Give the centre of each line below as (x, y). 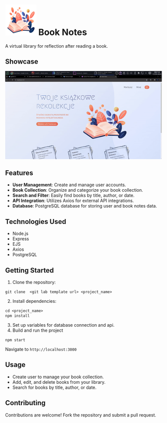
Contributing (25, 403)
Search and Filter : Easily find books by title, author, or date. (73, 196)
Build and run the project (38, 330)
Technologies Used (36, 222)
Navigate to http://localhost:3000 (41, 350)
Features (19, 173)
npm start (15, 340)
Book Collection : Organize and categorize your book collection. (78, 190)
